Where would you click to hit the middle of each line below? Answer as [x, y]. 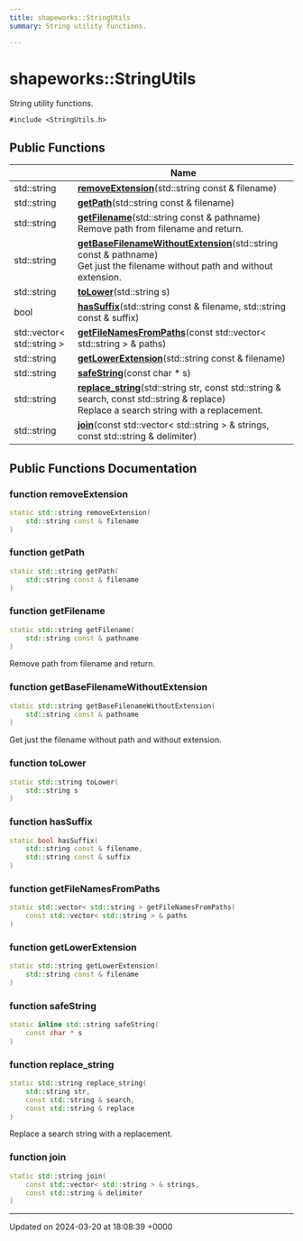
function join [38, 1157]
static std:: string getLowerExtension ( [84, 966]
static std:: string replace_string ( [78, 1083]
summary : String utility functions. [78, 26]
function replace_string [62, 1064]
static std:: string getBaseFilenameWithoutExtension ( [113, 706]
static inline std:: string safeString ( [84, 1025]
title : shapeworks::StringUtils [70, 18]
